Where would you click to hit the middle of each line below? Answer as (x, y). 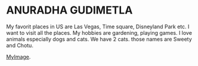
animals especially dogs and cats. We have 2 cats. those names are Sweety (99, 39)
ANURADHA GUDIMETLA (69, 10)
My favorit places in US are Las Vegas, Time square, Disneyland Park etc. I (98, 27)
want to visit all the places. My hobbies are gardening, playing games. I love (99, 32)
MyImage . (18, 57)
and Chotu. (20, 45)
